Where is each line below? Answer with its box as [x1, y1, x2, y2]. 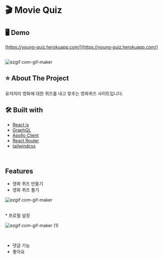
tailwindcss [12, 143, 36, 149]
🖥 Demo [5, 28, 30, 37]
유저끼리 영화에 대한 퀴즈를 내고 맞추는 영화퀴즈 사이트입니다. [5, 90, 123, 96]
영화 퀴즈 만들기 [12, 181, 43, 187]
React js [12, 121, 29, 128]
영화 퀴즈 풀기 [12, 187, 39, 193]
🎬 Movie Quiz [5, 4, 62, 16]
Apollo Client [12, 132, 39, 138]
